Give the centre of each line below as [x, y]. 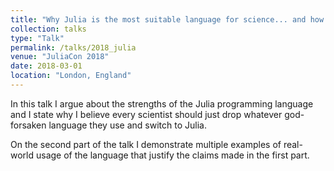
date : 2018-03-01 [46, 66]
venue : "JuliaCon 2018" [60, 57]
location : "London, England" [71, 76]
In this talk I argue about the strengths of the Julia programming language [162, 103]
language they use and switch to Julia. [127, 125]
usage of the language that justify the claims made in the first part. [172, 155]
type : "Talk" [37, 38]
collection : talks [48, 29]
